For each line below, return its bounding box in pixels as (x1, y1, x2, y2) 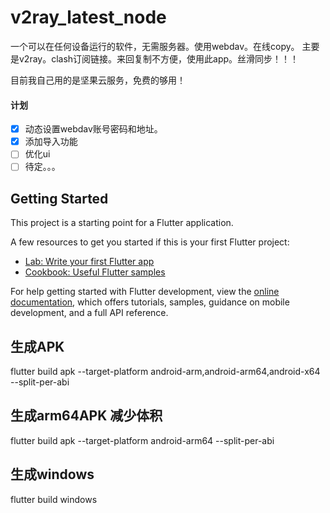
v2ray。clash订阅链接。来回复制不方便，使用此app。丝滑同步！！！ (18, 52, 300, 65)
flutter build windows (10, 493, 98, 505)
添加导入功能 (24, 136, 78, 148)
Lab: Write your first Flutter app (24, 256, 155, 268)
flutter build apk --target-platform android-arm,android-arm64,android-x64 (10, 366, 321, 378)
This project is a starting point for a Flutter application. (10, 217, 234, 229)
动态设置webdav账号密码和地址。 (24, 123, 163, 135)
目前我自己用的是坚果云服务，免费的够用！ (10, 74, 186, 86)
